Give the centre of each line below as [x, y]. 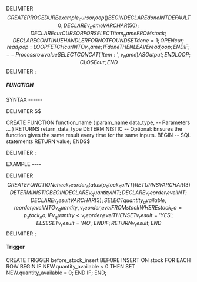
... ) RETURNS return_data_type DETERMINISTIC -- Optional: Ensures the [94, 128]
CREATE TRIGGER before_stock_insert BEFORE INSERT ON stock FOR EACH [98, 260]
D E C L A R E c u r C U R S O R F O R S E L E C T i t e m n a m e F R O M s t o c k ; [98, 34]
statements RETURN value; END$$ [48, 141]
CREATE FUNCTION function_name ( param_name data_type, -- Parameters [98, 122]
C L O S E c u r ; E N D [99, 62]
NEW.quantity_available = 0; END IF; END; [56, 273]
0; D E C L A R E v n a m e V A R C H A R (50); [98, 26]
